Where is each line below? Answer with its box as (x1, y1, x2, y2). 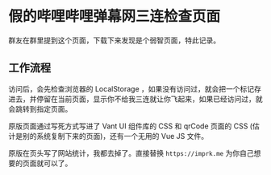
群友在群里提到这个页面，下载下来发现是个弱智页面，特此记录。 (8, 35, 220, 45)
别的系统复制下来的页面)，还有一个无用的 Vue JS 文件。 (22, 131, 208, 140)
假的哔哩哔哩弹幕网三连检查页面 (8, 7, 221, 26)
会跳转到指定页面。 (8, 104, 73, 113)
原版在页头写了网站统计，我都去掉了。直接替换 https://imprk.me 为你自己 (8, 148, 254, 157)
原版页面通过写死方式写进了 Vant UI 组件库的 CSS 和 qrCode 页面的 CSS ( (8, 121, 252, 131)
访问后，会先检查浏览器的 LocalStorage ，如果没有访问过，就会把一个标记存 (8, 83, 262, 93)
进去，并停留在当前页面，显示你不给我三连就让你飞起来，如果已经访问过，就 (8, 94, 263, 104)
